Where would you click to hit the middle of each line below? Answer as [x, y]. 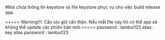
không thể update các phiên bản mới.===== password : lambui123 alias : [80, 27]
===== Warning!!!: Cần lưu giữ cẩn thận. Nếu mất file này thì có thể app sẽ [81, 22]
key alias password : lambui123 [37, 32]
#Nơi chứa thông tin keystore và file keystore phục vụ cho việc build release [83, 7]
